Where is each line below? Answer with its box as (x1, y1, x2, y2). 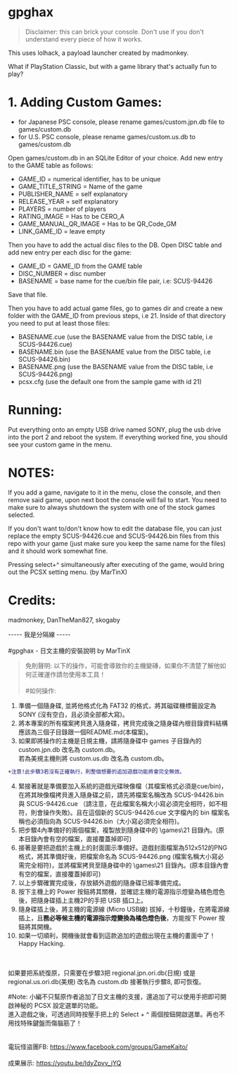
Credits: (8, 592, 56, 608)
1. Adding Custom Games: (8, 94, 162, 110)
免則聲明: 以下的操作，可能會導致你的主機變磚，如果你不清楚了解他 (25, 661, 220, 670)
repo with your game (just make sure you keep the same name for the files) (8, 539, 226, 547)
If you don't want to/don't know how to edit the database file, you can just (8, 524, 222, 532)
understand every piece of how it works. (25, 34, 143, 43)
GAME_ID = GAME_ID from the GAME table (18, 262, 143, 270)
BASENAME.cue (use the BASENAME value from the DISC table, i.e (18, 332, 213, 341)
